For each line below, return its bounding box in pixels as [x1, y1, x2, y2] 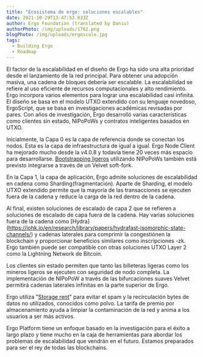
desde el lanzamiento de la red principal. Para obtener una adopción [6, 71, 178, 79]
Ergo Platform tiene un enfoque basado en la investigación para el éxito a [6, 324, 190, 331]
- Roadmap [12, 49, 37, 55]
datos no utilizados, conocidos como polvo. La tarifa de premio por [6, 300, 175, 307]
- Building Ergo [12, 43, 53, 49]
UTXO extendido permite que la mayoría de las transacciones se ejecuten [6, 186, 191, 193]
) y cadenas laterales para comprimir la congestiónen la [30, 230, 171, 238]
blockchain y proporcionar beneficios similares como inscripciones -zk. [6, 237, 186, 244]
